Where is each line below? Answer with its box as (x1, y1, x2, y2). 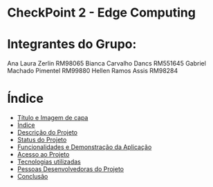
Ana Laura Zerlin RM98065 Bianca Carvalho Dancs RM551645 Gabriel (7, 59, 206, 68)
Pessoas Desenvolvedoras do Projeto (17, 165, 124, 173)
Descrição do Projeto (17, 128, 78, 137)
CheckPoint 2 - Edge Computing (7, 5, 196, 21)
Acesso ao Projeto (17, 150, 70, 159)
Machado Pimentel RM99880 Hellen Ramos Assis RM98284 (7, 67, 178, 75)
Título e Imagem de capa (17, 114, 89, 122)
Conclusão (17, 173, 48, 181)
